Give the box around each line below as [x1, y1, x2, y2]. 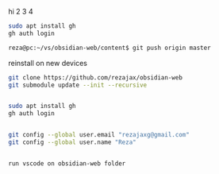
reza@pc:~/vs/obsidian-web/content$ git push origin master [8, 44, 212, 52]
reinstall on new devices [8, 58, 87, 68]
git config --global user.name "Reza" [8, 138, 136, 146]
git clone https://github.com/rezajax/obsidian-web [8, 73, 182, 82]
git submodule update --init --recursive [8, 81, 148, 89]
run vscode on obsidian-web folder [8, 159, 126, 168]
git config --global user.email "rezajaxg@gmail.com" [8, 131, 190, 139]
